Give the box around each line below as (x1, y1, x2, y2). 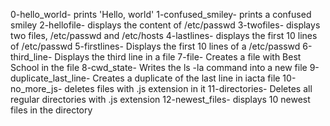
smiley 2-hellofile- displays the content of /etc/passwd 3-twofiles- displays (10, 19, 321, 31)
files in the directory (10, 104, 93, 116)
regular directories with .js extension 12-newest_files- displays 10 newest (10, 94, 311, 105)
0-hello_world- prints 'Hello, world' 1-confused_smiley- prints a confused (10, 9, 312, 20)
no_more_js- (10, 83, 63, 94)
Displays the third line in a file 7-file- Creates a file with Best (54, 51, 302, 63)
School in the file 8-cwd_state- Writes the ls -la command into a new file (10, 62, 308, 73)
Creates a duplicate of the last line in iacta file (92, 72, 281, 84)
